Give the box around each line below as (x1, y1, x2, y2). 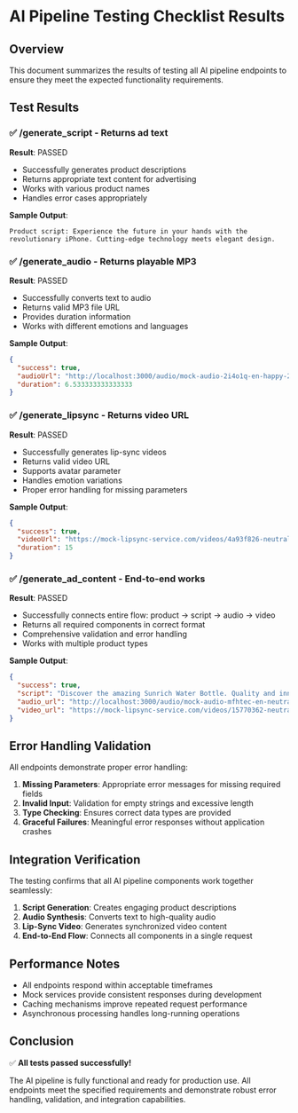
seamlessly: (9, 885, 53, 896)
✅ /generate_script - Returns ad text (9, 127, 169, 139)
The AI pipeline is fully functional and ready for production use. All (9, 1075, 251, 1085)
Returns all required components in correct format (21, 620, 206, 630)
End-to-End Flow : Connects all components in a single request (21, 930, 253, 942)
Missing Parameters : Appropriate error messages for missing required (21, 779, 281, 790)
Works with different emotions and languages (21, 320, 189, 331)
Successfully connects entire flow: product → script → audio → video (21, 610, 277, 620)
